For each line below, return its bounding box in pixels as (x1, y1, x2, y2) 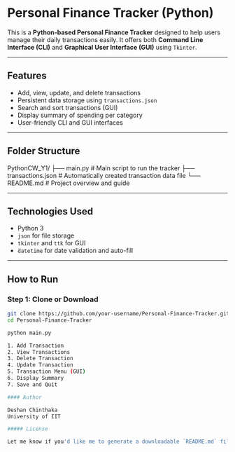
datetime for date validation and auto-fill (17, 247, 134, 255)
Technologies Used (7, 205, 93, 217)
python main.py (7, 329, 52, 336)
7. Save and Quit (7, 381, 58, 388)
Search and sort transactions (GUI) (17, 103, 118, 111)
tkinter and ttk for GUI (17, 239, 86, 247)
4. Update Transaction (7, 362, 73, 369)
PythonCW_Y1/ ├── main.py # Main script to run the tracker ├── (7, 163, 195, 172)
